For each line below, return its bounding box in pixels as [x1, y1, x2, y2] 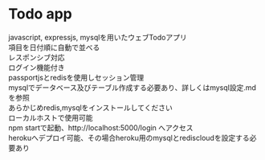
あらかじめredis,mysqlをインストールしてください [8, 102, 173, 113]
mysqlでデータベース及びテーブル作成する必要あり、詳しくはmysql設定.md [8, 82, 257, 92]
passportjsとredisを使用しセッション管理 [8, 72, 145, 82]
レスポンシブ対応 [8, 52, 65, 62]
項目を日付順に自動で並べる [8, 42, 100, 52]
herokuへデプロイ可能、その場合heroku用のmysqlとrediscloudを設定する [8, 133, 251, 142]
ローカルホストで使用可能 [8, 113, 93, 122]
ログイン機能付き [8, 62, 65, 72]
